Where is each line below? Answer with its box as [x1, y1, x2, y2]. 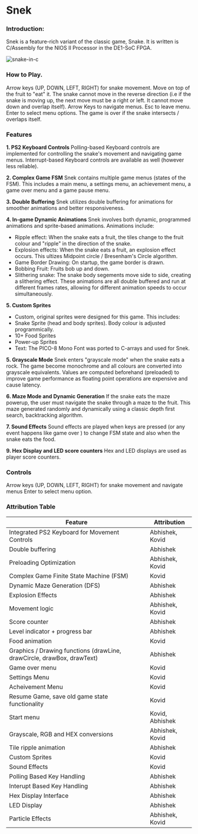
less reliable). [6, 163, 39, 170]
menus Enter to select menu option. [6, 488, 93, 495]
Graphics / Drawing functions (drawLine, [9, 646, 122, 655]
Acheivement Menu [9, 682, 63, 691]
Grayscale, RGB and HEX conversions [9, 730, 114, 738]
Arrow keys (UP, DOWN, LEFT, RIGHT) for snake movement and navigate [6, 482, 183, 489]
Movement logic [9, 604, 54, 613]
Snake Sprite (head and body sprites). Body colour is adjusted [14, 320, 166, 327]
